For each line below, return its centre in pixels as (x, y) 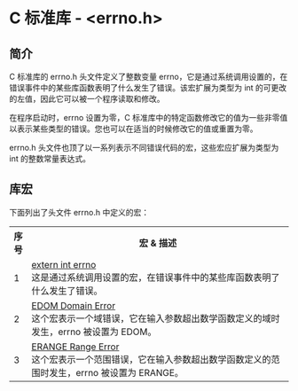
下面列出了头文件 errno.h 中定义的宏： (79, 212)
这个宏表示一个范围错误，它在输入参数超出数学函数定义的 (152, 359)
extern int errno (64, 264)
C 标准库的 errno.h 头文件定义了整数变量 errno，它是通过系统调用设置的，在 (149, 77)
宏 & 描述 (158, 243)
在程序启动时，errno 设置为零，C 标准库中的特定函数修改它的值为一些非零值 (149, 117)
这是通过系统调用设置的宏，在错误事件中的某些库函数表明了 (156, 278)
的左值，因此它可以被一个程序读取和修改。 (87, 99)
